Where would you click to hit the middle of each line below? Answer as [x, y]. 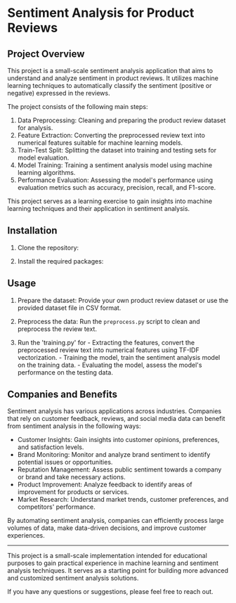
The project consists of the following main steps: [78, 106]
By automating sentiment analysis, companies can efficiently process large [116, 521]
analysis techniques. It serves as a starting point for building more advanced [118, 571]
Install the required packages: [60, 261]
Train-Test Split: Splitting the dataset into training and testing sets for [117, 150]
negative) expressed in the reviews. [59, 93]
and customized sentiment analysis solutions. [73, 578]
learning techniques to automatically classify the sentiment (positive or [110, 85]
